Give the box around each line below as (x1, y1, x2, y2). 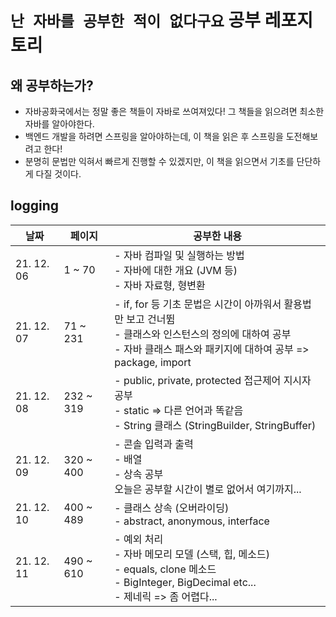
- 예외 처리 (114, 532, 164, 546)
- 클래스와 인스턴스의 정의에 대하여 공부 (114, 327, 292, 341)
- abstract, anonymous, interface (114, 514, 270, 528)
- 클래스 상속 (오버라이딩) (114, 501, 230, 515)
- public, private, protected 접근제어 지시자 (114, 373, 312, 387)
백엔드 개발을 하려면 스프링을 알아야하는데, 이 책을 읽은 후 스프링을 (24, 131, 284, 142)
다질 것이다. (35, 168, 82, 180)
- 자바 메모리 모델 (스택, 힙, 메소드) (114, 547, 270, 561)
